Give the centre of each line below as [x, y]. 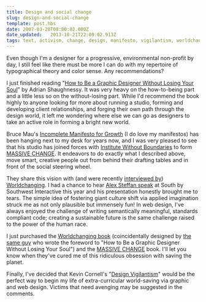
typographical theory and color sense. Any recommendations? [85, 71]
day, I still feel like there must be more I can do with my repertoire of [92, 64]
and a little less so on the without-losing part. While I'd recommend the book [103, 96]
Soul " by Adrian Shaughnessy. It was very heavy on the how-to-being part [101, 89]
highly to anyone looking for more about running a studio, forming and [95, 103]
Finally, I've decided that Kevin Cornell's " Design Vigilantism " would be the [101, 274]
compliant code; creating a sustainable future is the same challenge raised [101, 218]
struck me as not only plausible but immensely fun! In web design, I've [95, 204]
